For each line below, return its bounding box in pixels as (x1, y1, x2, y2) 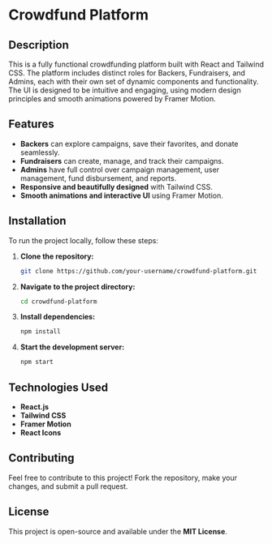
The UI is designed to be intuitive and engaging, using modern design (8, 85, 241, 95)
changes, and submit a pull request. (8, 481, 128, 491)
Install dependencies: (19, 312, 96, 322)
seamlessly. (19, 148, 60, 157)
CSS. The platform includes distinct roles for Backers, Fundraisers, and (8, 68, 246, 78)
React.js (19, 401, 50, 411)
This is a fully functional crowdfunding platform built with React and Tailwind (8, 59, 265, 69)
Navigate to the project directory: (19, 281, 136, 291)
